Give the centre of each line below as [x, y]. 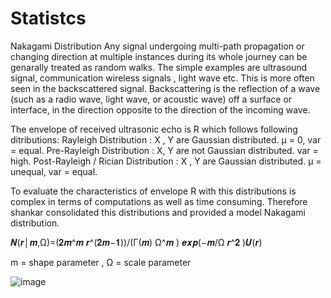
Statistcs [48, 18]
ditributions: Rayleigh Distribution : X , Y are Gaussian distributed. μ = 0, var [166, 139]
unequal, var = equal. [54, 171]
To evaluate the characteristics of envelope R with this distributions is [153, 191]
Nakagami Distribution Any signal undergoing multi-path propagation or [157, 46]
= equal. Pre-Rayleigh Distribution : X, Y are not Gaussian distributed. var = [164, 150]
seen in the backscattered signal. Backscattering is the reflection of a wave [165, 88]
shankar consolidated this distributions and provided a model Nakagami [158, 212]
